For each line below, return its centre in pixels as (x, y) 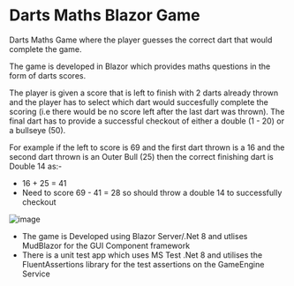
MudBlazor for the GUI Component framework (106, 245)
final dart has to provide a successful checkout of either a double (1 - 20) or (147, 121)
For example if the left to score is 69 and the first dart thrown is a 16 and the (147, 147)
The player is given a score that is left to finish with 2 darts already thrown (144, 93)
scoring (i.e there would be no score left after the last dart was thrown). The (147, 111)
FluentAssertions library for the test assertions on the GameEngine (143, 264)
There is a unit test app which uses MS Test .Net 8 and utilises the (142, 255)
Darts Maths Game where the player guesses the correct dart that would (141, 40)
